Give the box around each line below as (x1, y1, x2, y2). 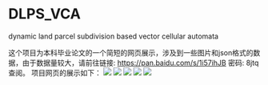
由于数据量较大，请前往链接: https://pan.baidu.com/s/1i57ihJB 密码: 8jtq (22, 58, 259, 67)
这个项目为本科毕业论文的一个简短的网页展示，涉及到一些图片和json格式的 (8, 47, 254, 57)
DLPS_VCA (8, 5, 82, 23)
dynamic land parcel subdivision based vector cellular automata (8, 31, 218, 41)
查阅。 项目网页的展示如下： (8, 67, 102, 77)
